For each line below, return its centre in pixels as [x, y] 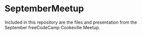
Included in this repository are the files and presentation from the [71, 22]
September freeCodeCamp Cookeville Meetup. [52, 27]
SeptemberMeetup [44, 9]
